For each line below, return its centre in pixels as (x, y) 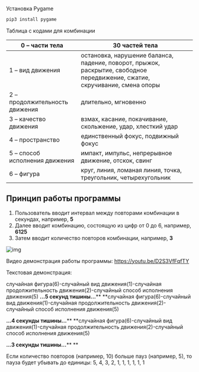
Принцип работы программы (64, 199)
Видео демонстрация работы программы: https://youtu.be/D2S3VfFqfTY (98, 261)
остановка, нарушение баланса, (127, 55)
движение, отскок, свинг (116, 161)
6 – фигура (25, 174)
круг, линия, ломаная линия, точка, (131, 170)
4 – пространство (35, 140)
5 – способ (25, 153)
